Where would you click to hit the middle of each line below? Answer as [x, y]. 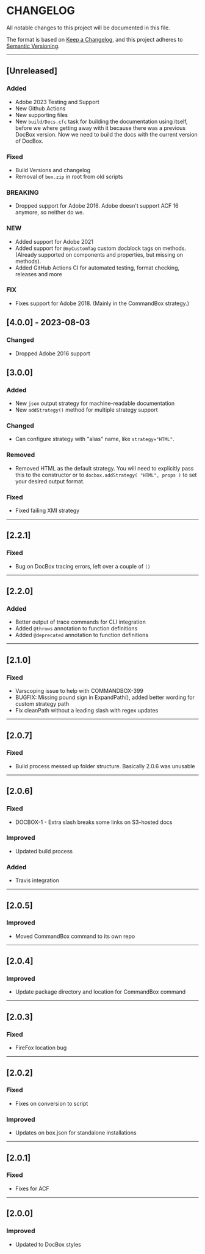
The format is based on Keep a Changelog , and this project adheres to [95, 39]
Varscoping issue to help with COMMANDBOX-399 [79, 691]
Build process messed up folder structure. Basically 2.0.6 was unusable [105, 766]
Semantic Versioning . [33, 46]
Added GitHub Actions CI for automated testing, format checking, [97, 268]
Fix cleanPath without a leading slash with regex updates [87, 711]
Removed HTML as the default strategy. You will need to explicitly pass [104, 468]
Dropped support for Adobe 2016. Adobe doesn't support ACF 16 [97, 206]
